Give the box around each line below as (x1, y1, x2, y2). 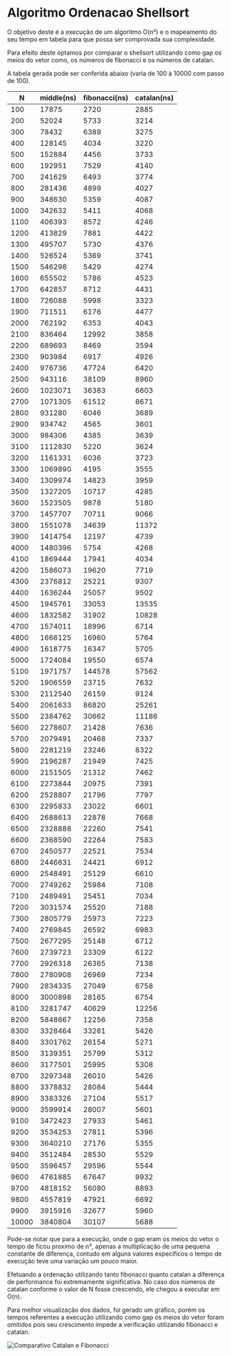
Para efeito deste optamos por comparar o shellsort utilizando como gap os (7, 48, 222, 57)
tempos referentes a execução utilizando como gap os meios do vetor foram (7, 1312, 224, 1321)
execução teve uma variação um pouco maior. (7, 1256, 139, 1265)
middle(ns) (39, 93, 77, 102)
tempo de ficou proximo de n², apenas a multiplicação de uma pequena (7, 1242, 210, 1250)
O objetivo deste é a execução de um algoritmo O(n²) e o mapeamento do (7, 28, 217, 36)
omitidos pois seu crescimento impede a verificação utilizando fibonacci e (7, 1320, 219, 1328)
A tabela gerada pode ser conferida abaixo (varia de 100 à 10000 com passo (7, 69, 225, 77)
